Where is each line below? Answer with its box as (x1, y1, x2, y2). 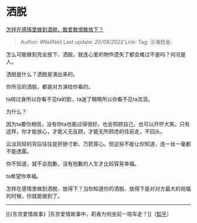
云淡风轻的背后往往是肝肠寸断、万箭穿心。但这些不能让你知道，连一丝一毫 (6, 140, 186, 147)
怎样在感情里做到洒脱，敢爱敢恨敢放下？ (6, 26, 104, 33)
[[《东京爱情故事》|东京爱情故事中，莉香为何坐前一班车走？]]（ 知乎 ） (6, 210, 172, 217)
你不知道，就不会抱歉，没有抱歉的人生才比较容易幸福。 (6, 160, 140, 167)
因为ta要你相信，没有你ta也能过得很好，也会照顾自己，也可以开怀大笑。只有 (6, 120, 191, 127)
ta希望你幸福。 (6, 173, 42, 180)
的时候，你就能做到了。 (6, 192, 63, 200)
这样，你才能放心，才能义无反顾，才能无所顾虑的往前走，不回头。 (6, 127, 165, 135)
